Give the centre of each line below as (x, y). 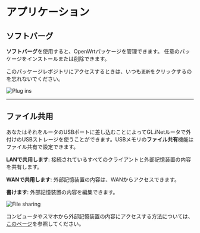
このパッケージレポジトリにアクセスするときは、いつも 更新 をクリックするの (99, 71)
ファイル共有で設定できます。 (43, 147)
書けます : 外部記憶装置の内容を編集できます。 (62, 192)
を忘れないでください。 (35, 79)
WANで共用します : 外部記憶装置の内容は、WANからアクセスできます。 (93, 180)
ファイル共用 (30, 116)
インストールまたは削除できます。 (68, 59)
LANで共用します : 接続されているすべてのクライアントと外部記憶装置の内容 (99, 159)
